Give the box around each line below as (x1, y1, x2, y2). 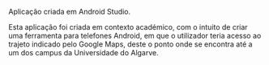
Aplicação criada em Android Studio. (8, 7, 131, 16)
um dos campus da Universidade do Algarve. (8, 48, 160, 57)
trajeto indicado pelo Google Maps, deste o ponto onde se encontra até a (8, 39, 253, 49)
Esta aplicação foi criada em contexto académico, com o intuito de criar (8, 22, 249, 31)
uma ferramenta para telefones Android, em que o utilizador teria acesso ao (8, 31, 262, 40)
